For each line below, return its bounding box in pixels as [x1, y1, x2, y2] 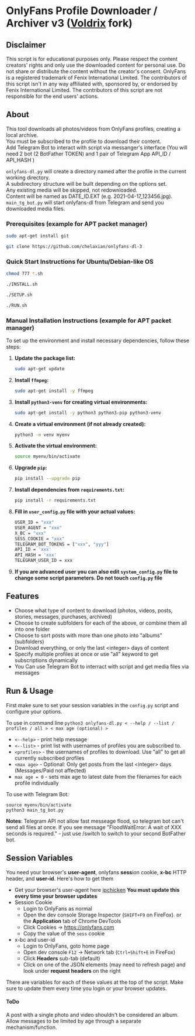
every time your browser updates [14, 892, 97, 899]
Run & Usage [6, 686, 54, 696]
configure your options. [6, 708, 62, 715]
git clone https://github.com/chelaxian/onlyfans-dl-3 [6, 243, 142, 250]
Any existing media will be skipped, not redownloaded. [6, 186, 138, 193]
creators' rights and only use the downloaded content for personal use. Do [6, 62, 186, 69]
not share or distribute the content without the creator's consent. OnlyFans [6, 68, 186, 74]
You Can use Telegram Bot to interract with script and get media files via [14, 663, 189, 670]
